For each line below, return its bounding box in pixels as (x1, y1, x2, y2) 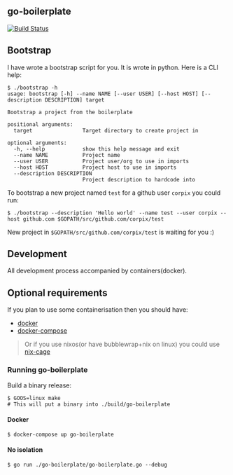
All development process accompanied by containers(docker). (7, 266, 188, 275)
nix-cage (24, 347, 50, 356)
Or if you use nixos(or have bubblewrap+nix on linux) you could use (24, 340, 220, 349)
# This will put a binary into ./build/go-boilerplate (7, 401, 171, 408)
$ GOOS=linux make (7, 394, 61, 401)
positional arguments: (7, 121, 73, 128)
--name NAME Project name (13, 151, 120, 158)
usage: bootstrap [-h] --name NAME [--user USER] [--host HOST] (7, 90, 199, 97)
